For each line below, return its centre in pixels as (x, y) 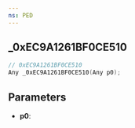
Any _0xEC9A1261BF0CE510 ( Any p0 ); (65, 73)
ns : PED (21, 15)
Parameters (37, 97)
